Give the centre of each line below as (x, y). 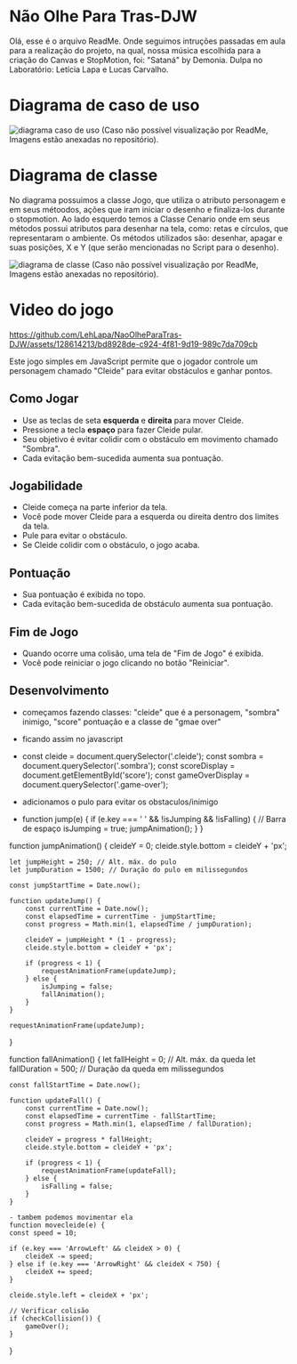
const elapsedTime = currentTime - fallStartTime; (121, 1116)
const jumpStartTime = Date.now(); (75, 885)
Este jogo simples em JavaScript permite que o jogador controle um (133, 361)
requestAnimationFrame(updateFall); (109, 1170)
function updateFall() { (55, 1101)
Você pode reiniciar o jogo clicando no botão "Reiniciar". (125, 663)
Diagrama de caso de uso (104, 105)
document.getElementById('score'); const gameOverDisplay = (136, 775)
